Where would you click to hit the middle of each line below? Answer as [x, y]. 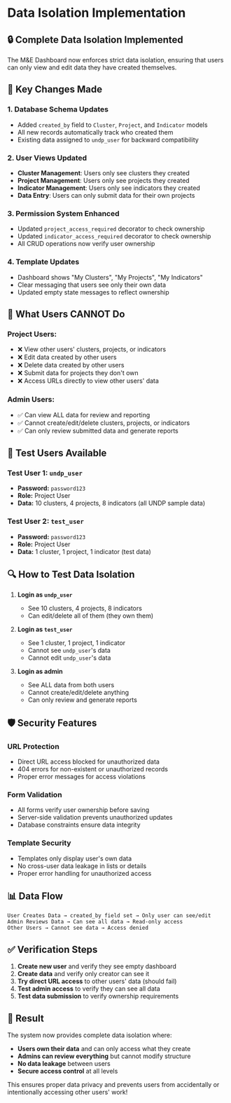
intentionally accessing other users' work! [68, 1092]
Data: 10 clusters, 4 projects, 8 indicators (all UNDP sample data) [111, 503]
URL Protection [33, 746]
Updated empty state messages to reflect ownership [93, 292]
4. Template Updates [43, 262]
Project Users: [32, 334]
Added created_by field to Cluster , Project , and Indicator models [112, 125]
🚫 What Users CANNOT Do [66, 314]
